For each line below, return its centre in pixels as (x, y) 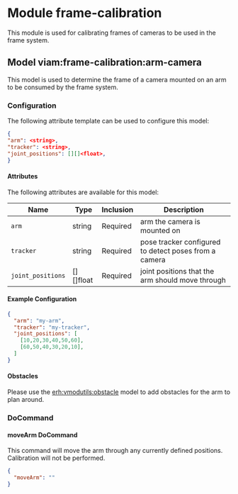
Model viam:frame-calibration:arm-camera (104, 63)
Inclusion (118, 209)
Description (183, 209)
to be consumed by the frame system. (63, 87)
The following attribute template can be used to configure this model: (108, 121)
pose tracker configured (181, 242)
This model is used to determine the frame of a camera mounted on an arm (117, 79)
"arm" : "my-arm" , (39, 320)
